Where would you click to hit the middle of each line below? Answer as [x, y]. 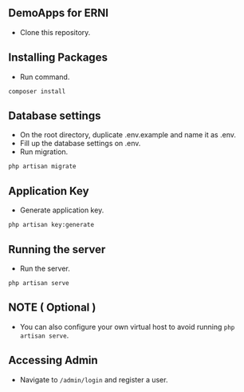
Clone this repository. [55, 32]
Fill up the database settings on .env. [80, 144]
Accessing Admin [53, 360]
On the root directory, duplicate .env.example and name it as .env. [128, 135]
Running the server [57, 249]
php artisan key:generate [51, 225]
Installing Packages [58, 58]
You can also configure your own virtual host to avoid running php [127, 327]
